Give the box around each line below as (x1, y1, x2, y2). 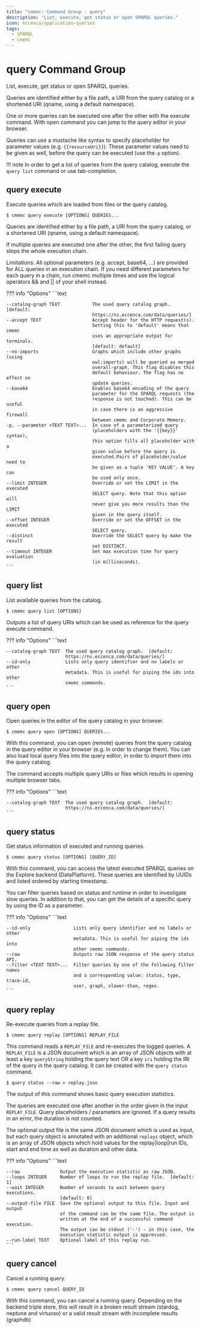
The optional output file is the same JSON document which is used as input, (6, 1127, 194, 1133)
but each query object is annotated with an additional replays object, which (6, 1133, 193, 1140)
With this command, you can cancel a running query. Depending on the (6, 1297, 182, 1304)
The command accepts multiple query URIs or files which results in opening (6, 770, 194, 777)
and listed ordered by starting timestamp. (6, 878, 109, 885)
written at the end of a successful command (59, 1216, 173, 1222)
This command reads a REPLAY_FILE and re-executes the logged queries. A (6, 1043, 191, 1050)
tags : (6, 25, 20, 32)
